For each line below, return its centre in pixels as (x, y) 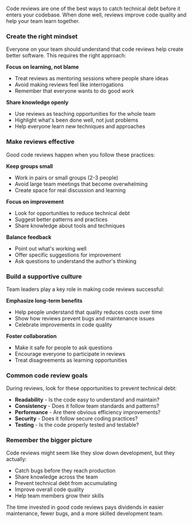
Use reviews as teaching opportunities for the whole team (85, 114)
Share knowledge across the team (56, 477)
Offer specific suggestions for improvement (68, 255)
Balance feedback (29, 237)
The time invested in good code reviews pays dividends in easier (85, 507)
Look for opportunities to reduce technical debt (72, 213)
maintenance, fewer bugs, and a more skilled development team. (85, 514)
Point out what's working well (51, 248)
